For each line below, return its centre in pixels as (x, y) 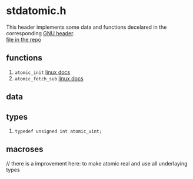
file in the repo (24, 39)
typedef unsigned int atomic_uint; (58, 131)
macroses (25, 149)
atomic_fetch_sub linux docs (49, 78)
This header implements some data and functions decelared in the (86, 27)
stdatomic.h (36, 11)
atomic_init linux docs (42, 72)
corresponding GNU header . (40, 33)
